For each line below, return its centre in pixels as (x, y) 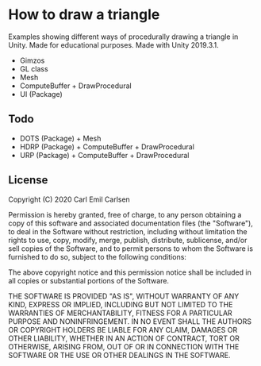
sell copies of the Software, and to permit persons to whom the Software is (131, 248)
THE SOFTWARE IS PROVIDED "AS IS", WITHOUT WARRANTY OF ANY (124, 296)
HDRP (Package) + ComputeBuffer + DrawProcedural (107, 146)
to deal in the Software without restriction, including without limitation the (128, 231)
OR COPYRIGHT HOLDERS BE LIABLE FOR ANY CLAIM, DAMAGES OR (123, 329)
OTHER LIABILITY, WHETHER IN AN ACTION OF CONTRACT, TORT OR (124, 338)
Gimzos (32, 60)
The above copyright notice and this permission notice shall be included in (130, 272)
